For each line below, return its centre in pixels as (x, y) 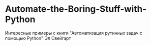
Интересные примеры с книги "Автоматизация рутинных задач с (74, 33)
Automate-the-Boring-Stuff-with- (76, 9)
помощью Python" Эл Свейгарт (38, 38)
